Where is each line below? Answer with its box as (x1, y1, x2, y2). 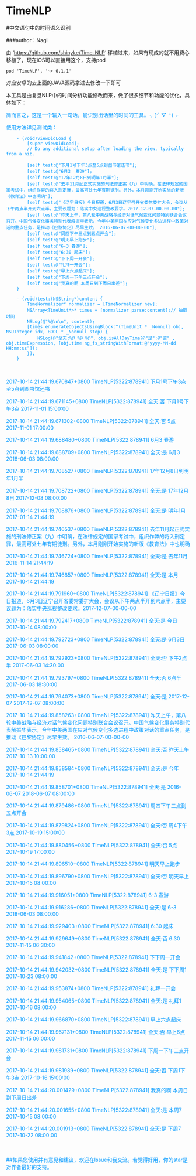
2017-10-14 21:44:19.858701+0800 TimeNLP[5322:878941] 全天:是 (6, 783, 166, 790)
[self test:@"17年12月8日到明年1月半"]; (27, 175, 120, 180)
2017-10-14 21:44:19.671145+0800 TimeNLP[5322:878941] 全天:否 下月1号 (6, 397, 184, 405)
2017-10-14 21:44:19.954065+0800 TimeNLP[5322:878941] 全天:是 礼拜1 (6, 997, 181, 1004)
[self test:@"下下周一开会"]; (27, 255, 95, 261)
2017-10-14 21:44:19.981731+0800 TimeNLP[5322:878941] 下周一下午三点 (6, 1047, 184, 1054)
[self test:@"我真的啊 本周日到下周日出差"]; (27, 280, 128, 287)
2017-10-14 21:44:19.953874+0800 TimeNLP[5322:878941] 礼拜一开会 (6, 984, 176, 991)
